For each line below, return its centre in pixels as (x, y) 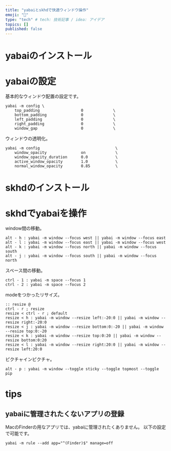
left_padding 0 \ (65, 120)
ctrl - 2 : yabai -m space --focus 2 (46, 285)
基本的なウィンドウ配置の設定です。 (43, 96)
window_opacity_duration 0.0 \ (66, 157)
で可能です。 (19, 434)
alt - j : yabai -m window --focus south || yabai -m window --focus (81, 256)
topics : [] (17, 24)
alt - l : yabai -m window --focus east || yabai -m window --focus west (86, 243)
